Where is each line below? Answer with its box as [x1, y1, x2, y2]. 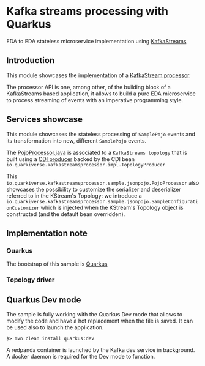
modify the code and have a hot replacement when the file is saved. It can [6, 317, 193, 324]
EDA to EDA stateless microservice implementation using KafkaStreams [6, 37, 187, 45]
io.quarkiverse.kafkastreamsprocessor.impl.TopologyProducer [6, 162, 166, 168]
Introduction [6, 55, 55, 65]
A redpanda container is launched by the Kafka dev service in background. [6, 346, 195, 353]
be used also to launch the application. [6, 323, 104, 331]
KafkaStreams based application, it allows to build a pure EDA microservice [6, 90, 196, 97]
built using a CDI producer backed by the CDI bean [6, 155, 135, 163]
